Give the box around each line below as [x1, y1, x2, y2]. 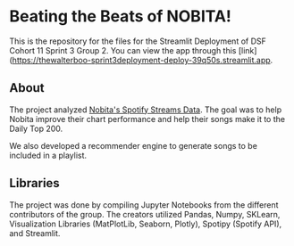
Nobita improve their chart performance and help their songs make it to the [9, 113, 286, 124]
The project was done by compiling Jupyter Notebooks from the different [9, 199, 279, 210]
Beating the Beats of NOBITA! [9, 6, 232, 27]
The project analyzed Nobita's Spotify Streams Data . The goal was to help [9, 104, 282, 115]
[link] [238, 45, 257, 55]
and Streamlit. [9, 227, 61, 238]
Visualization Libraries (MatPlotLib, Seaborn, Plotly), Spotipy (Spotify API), [9, 218, 282, 229]
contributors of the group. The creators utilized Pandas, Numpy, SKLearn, [9, 209, 281, 219]
